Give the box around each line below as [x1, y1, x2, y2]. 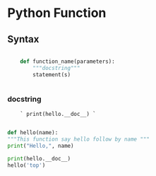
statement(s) [32, 71, 71, 78]
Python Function [7, 5, 107, 21]
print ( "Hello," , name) [7, 142, 74, 149]
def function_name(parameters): [20, 58, 115, 65]
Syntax [7, 33, 40, 45]
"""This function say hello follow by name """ [7, 136, 150, 143]
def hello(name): [7, 129, 59, 136]
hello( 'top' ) [7, 162, 46, 169]
